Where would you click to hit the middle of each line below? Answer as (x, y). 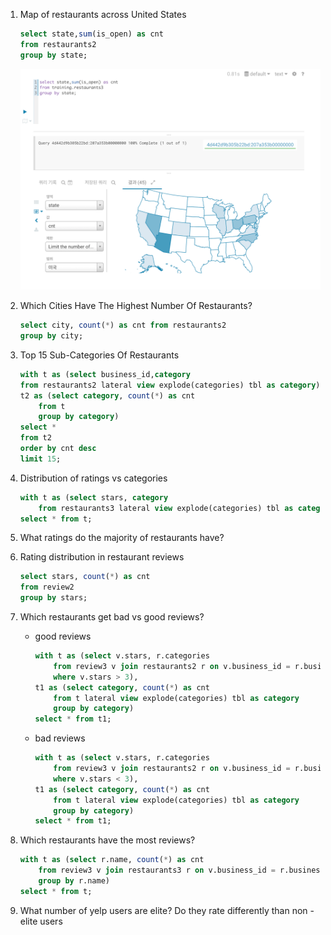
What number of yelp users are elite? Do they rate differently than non (163, 910)
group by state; (53, 55)
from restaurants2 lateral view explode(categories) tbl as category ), (172, 385)
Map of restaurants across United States (103, 14)
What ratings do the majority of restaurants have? (122, 538)
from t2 (35, 438)
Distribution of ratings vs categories (93, 478)
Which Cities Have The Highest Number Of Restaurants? (136, 306)
